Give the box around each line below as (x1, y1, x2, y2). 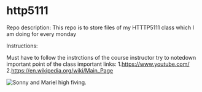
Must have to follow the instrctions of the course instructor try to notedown (6, 54, 196, 61)
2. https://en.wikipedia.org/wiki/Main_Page (6, 66, 114, 74)
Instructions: (6, 42, 38, 49)
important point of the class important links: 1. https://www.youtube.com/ (6, 60, 190, 68)
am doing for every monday (6, 30, 77, 37)
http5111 (6, 4, 49, 18)
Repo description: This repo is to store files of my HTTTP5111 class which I (6, 24, 195, 31)
